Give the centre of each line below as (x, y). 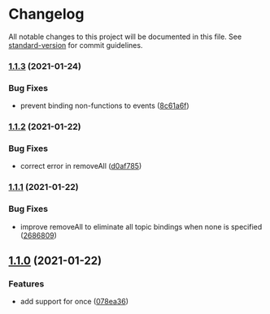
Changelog (46, 14)
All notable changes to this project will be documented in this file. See (125, 37)
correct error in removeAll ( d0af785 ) (81, 166)
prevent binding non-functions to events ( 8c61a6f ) (105, 105)
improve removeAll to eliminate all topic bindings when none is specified (141, 226)
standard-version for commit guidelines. (76, 45)
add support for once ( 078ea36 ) (74, 302)
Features (26, 283)
